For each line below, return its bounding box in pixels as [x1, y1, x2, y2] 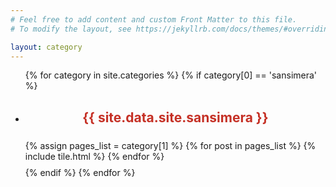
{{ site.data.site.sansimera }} [82, 109, 269, 126]
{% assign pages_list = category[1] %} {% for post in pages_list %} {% [24, 139, 317, 151]
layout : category [10, 42, 83, 52]
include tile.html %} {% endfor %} [24, 150, 165, 162]
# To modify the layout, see [10, 24, 132, 34]
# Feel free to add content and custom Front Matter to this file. [10, 14, 298, 25]
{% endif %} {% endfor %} [24, 167, 136, 179]
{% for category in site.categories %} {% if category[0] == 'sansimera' [24, 69, 318, 81]
